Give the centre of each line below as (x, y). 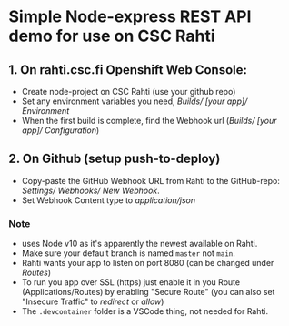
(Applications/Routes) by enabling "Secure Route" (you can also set (148, 292)
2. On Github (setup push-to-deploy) (115, 159)
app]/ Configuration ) (60, 130)
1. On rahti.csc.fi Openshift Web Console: (128, 70)
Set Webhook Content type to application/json (109, 200)
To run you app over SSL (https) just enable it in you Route (131, 282)
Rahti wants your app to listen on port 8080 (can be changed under (148, 263)
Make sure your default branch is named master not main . (128, 253)
